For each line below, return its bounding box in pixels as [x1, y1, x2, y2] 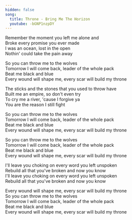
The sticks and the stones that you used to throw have [5, 86, 117, 92]
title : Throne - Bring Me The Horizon [9, 16, 91, 21]
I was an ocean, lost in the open [5, 45, 71, 51]
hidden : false [5, 7, 35, 12]
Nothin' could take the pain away [5, 51, 73, 57]
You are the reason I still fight [5, 102, 65, 108]
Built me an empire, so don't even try [5, 91, 81, 97]
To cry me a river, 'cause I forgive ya [5, 97, 80, 103]
